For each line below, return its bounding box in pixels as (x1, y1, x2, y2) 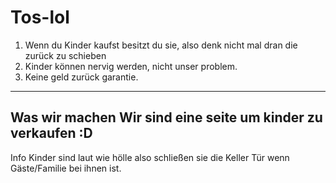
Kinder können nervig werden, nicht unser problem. (24, 60, 238, 72)
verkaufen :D (10, 125, 93, 142)
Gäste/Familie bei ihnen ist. (10, 162, 122, 174)
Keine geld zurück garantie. (24, 71, 139, 83)
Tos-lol (10, 6, 70, 29)
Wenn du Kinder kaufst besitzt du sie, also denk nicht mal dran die (24, 39, 298, 51)
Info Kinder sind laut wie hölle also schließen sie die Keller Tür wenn (10, 151, 290, 163)
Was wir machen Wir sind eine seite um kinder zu (10, 109, 323, 126)
